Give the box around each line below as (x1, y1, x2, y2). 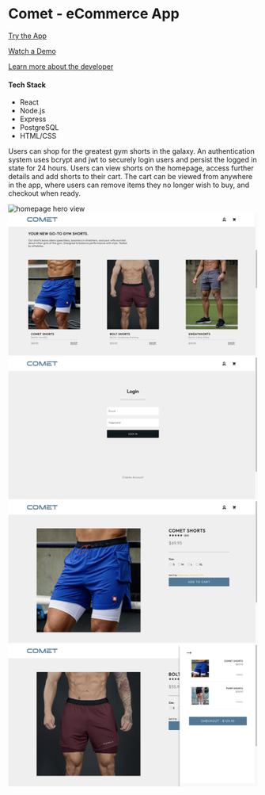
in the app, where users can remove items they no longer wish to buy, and (8, 180, 250, 190)
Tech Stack (8, 80, 46, 90)
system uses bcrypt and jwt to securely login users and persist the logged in (8, 155, 257, 165)
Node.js (19, 106, 46, 116)
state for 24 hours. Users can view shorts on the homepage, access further (8, 163, 255, 173)
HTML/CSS (19, 132, 57, 141)
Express (19, 114, 47, 124)
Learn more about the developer (8, 61, 114, 71)
